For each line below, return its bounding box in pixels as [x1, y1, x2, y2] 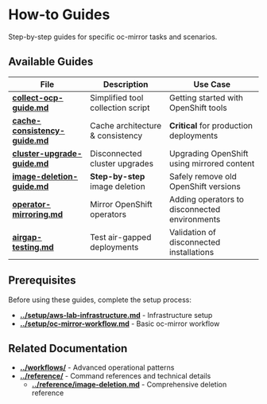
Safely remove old [169, 171, 237, 182]
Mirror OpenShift [90, 198, 153, 210]
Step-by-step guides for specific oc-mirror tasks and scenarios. [8, 32, 218, 41]
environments [169, 214, 221, 225]
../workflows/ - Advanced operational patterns [19, 363, 175, 372]
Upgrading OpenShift [169, 147, 249, 159]
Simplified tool [90, 92, 144, 103]
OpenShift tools [169, 102, 228, 113]
